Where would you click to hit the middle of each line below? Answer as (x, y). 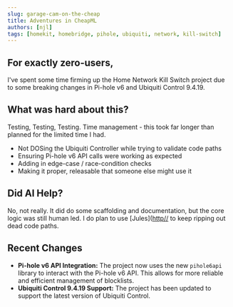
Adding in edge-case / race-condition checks (84, 163)
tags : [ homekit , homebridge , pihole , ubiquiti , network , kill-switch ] (114, 34)
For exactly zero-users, (61, 62)
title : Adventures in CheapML (52, 21)
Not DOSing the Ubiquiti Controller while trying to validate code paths (120, 148)
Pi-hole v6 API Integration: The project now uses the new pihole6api (120, 265)
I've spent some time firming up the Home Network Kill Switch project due (116, 80)
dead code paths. (33, 226)
